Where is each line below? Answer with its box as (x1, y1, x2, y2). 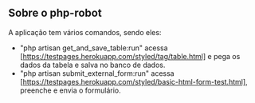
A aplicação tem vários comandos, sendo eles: (8, 27, 162, 37)
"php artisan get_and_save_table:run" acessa (19, 43, 169, 53)
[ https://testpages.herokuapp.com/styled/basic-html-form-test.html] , (19, 77, 249, 86)
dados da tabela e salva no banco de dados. (19, 60, 166, 69)
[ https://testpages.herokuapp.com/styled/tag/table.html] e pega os (19, 51, 241, 61)
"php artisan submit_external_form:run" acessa (19, 68, 175, 78)
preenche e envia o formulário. (19, 85, 121, 95)
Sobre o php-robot (8, 6, 102, 20)
